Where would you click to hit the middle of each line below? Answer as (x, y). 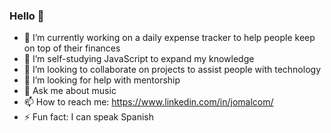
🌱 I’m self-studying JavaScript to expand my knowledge (139, 59)
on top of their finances (72, 48)
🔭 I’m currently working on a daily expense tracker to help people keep (169, 38)
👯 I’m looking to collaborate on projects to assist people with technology (172, 70)
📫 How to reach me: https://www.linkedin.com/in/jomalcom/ (148, 102)
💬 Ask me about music (70, 91)
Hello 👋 (27, 16)
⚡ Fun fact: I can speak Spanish (89, 117)
